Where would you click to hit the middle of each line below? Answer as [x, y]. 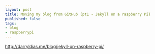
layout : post [18, 10]
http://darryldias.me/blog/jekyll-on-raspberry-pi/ [55, 46]
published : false [23, 19]
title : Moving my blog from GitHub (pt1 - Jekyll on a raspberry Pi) [78, 14]
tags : [11, 23]
